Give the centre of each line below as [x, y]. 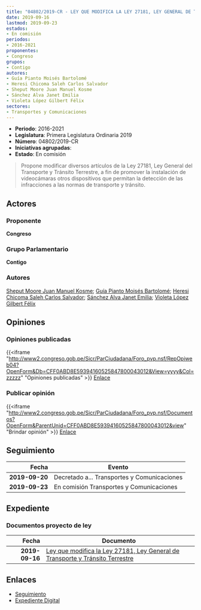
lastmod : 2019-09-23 [32, 23]
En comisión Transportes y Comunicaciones [115, 487]
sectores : [19, 106]
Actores [22, 204]
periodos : [19, 39]
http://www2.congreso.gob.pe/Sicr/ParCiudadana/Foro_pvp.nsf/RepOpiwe [100, 359]
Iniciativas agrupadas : [43, 148]
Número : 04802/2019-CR [47, 142]
